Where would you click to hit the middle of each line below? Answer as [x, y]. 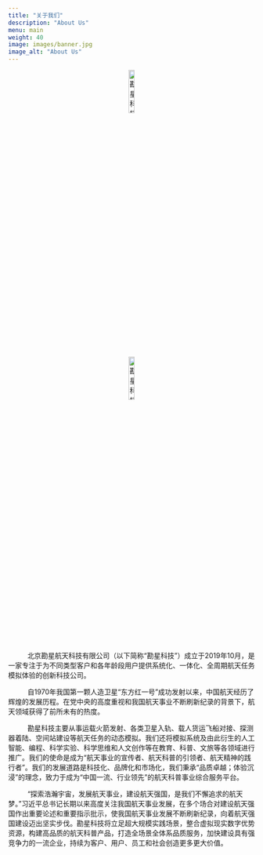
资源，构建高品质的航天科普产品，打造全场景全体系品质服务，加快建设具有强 [131, 833]
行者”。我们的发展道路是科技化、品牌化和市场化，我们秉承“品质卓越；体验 [128, 767]
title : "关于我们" [36, 15]
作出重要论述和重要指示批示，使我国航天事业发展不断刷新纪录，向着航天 [131, 813]
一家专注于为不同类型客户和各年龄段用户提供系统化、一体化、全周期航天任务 [131, 665]
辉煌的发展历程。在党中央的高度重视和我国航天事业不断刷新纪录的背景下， [128, 702]
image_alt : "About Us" [45, 52]
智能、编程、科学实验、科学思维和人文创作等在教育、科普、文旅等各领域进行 [131, 748]
